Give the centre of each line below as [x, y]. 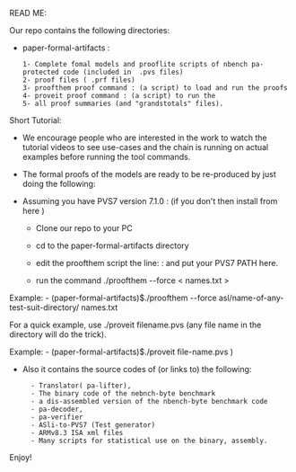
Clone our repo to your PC [84, 228]
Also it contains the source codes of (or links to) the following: [137, 369]
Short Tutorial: [35, 120]
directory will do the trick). [58, 334]
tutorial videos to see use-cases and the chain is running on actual [145, 147]
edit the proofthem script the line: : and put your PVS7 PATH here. [157, 263]
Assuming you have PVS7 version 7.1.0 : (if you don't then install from [150, 201]
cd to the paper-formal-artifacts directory [113, 245]
